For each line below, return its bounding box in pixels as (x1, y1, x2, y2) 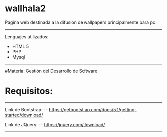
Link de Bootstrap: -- (5, 106, 48, 112)
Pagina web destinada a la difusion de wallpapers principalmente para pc (5, 19, 156, 25)
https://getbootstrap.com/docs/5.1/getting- (49, 106, 137, 112)
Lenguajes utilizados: (5, 33, 49, 40)
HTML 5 (12, 43, 29, 49)
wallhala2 (5, 3, 46, 14)
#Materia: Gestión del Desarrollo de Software (5, 68, 98, 74)
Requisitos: (5, 85, 53, 97)
